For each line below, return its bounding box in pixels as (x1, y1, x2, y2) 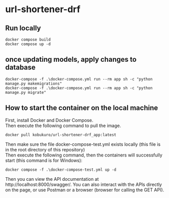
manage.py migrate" (5, 90, 47, 95)
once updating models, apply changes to (5, 55, 137, 64)
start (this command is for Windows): (5, 157, 82, 163)
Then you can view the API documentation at (5, 176, 99, 182)
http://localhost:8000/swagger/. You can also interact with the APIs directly (5, 181, 162, 187)
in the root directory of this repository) (5, 146, 85, 152)
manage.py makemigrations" (5, 81, 62, 86)
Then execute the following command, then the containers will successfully (5, 152, 163, 158)
